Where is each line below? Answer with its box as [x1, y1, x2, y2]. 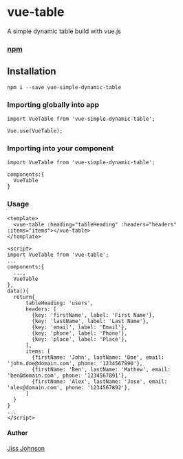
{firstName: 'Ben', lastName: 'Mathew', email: [32, 366, 171, 373]
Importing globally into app [7, 99, 100, 109]
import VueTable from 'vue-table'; [7, 251, 109, 258]
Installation [7, 66, 56, 77]
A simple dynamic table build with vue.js [7, 27, 122, 35]
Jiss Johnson [7, 444, 45, 452]
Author [7, 429, 28, 437]
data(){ [7, 287, 30, 294]
